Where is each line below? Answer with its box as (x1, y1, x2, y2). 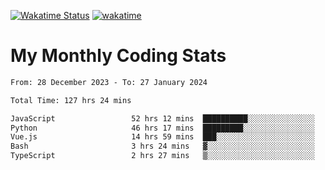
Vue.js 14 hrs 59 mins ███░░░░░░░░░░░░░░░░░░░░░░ (10, 132, 315, 142)
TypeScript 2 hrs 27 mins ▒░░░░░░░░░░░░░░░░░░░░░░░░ (10, 151, 315, 161)
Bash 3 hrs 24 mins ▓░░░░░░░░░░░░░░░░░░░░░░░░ (10, 141, 315, 152)
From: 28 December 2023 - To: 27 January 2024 (10, 77, 208, 87)
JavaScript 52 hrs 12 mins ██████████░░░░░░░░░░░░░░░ (10, 113, 315, 124)
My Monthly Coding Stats (10, 45, 227, 67)
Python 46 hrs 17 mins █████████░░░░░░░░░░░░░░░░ (10, 123, 315, 133)
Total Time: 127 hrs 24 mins (10, 95, 132, 105)
